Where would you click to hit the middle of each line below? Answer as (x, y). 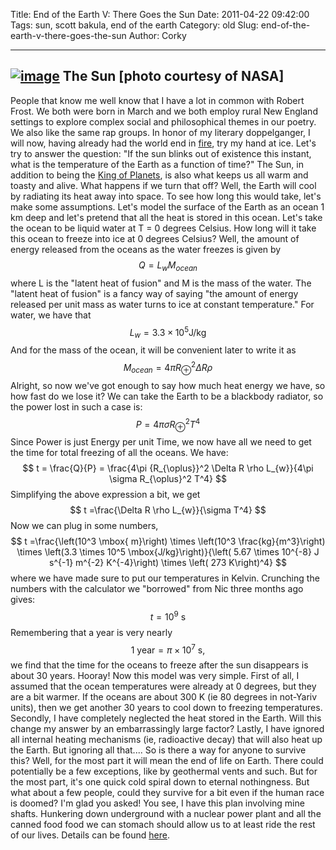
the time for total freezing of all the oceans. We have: (119, 452)
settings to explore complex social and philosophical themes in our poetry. (163, 121)
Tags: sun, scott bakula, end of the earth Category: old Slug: (134, 25)
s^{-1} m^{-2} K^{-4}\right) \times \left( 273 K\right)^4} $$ (168, 562)
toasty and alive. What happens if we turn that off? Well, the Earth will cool (163, 185)
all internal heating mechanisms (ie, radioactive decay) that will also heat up (166, 740)
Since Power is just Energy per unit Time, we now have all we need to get (161, 441)
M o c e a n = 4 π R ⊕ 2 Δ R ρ (168, 368)
